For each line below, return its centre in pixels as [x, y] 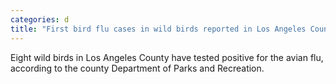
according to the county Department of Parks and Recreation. [137, 68]
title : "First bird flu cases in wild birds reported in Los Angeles [158, 29]
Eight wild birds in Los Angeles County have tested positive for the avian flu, [167, 57]
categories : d [40, 19]
